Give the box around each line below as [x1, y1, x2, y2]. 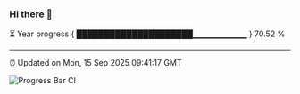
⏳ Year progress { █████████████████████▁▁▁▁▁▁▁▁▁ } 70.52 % [9, 28, 286, 39]
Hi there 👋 [9, 8, 54, 20]
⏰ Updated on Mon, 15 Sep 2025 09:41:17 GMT [9, 58, 182, 68]
